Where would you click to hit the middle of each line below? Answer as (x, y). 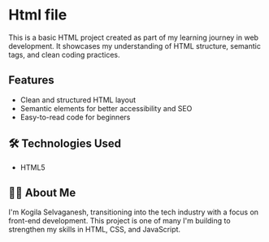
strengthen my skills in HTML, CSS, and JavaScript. (95, 230)
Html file (38, 15)
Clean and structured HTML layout (78, 100)
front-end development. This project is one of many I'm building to (119, 221)
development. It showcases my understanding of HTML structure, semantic (135, 45)
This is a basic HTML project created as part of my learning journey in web (133, 37)
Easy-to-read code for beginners (75, 117)
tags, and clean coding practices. (64, 54)
